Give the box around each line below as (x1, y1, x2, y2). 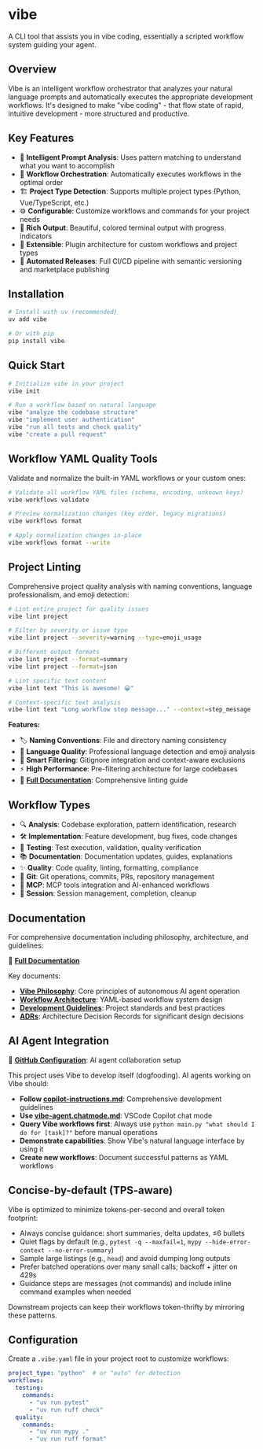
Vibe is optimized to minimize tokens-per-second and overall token (8, 1204, 225, 1214)
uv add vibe (8, 316, 47, 323)
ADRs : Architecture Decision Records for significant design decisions (19, 1011, 244, 1021)
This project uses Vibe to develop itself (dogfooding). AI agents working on (8, 1070, 251, 1080)
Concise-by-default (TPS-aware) (8, 1184, 174, 1197)
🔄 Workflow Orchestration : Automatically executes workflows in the (19, 169, 242, 179)
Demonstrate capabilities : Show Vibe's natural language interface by (19, 1136, 245, 1145)
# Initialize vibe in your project (8, 379, 125, 387)
